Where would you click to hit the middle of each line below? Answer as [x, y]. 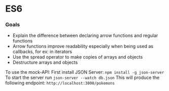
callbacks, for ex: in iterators [42, 52]
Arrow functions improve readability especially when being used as [83, 47]
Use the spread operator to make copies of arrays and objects [78, 57]
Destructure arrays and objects [45, 62]
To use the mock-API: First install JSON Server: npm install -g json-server [85, 72]
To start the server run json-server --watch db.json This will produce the [82, 78]
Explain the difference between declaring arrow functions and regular [85, 35]
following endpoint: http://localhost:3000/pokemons [60, 83]
